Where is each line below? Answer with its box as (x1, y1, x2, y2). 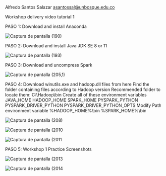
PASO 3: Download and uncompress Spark (5, 62, 93, 68)
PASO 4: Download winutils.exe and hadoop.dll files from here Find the (5, 82, 150, 87)
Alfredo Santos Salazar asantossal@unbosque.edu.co (5, 4, 115, 10)
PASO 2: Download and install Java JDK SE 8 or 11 (5, 43, 108, 49)
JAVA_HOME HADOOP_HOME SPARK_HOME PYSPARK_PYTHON (5, 97, 138, 103)
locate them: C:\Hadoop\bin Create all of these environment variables (5, 92, 147, 97)
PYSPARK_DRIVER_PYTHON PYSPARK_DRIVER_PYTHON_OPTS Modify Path (5, 102, 162, 108)
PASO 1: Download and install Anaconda (5, 23, 87, 29)
